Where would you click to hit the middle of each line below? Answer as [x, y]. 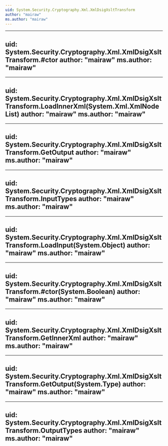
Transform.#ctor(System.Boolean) [60, 291]
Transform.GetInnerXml [43, 338]
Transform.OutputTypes [44, 431]
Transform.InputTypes [41, 199]
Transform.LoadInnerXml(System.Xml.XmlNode [82, 106]
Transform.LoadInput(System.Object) [65, 246]
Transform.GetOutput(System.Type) [63, 384]
